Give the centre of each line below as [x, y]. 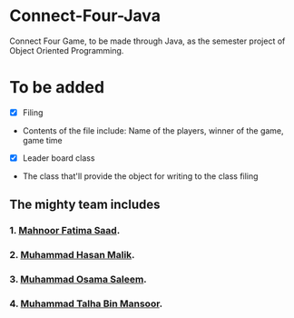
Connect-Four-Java [85, 16]
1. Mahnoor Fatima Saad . [65, 231]
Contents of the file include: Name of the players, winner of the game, [153, 130]
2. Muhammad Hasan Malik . [72, 255]
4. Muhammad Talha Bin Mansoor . [86, 303]
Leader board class [59, 158]
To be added [57, 88]
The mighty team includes [85, 205]
